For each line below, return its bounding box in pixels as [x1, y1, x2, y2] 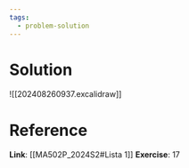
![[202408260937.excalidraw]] [9, 89, 122, 100]
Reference [9, 120, 87, 140]
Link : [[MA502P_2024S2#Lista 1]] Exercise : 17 [9, 149, 181, 160]
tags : [9, 12, 29, 22]
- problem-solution [17, 21, 90, 30]
